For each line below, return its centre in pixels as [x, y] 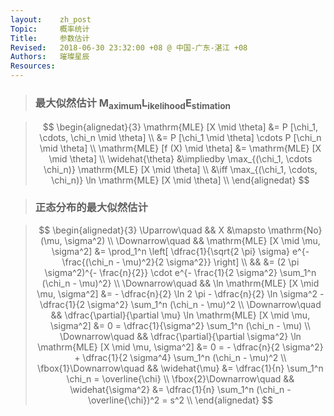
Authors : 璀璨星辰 [50, 57]
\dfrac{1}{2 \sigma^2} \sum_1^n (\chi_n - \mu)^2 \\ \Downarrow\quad [180, 304]
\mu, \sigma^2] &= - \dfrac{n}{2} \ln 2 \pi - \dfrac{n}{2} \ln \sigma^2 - [180, 293]
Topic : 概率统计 [50, 29]
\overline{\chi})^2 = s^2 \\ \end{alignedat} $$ [180, 400]
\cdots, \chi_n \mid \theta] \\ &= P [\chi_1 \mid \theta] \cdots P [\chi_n [180, 137]
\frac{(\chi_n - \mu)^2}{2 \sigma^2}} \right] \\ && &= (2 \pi [180, 262]
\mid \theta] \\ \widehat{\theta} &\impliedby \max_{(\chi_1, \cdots [180, 158]
